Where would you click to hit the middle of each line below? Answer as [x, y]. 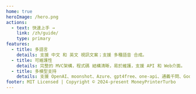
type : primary [34, 39]
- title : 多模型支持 [34, 71]
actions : [17, 22]
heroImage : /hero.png [32, 17]
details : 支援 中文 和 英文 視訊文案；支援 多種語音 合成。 [82, 55]
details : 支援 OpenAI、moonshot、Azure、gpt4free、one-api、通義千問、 [100, 76]
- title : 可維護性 [32, 60]
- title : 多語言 [30, 50]
